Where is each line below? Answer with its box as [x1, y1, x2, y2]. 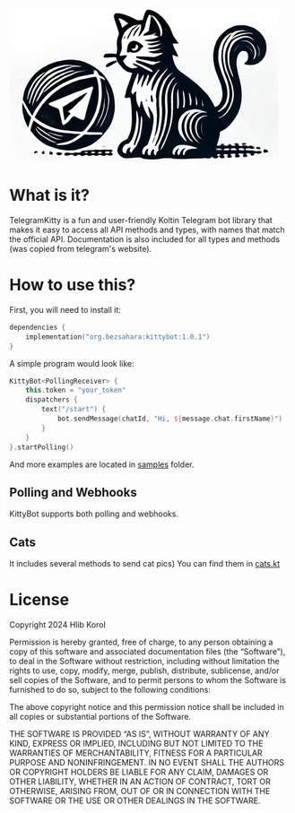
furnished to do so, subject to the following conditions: [9, 685, 211, 696]
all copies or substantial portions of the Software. [9, 712, 191, 722]
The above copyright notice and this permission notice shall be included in [9, 702, 284, 713]
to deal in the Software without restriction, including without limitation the [9, 656, 280, 667]
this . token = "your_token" [25, 385, 126, 395]
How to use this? [9, 275, 136, 295]
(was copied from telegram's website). [9, 243, 152, 254]
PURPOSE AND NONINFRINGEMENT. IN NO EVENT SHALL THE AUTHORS [9, 757, 285, 768]
